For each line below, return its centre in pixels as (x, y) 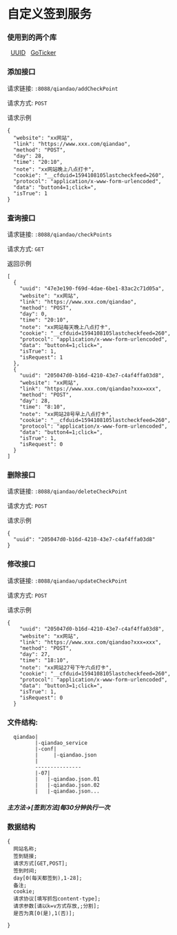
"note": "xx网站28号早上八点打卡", (66, 414)
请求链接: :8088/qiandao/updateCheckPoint (67, 580)
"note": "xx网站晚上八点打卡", (54, 169)
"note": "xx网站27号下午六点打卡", (66, 668)
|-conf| (46, 749)
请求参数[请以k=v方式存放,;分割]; (56, 906)
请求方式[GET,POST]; (41, 864)
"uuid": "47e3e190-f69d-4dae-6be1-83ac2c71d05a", (92, 289)
